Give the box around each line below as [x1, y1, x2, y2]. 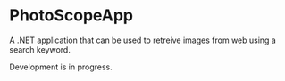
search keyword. [9, 44, 71, 54]
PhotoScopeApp [9, 5, 134, 26]
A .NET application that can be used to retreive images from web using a [9, 35, 277, 45]
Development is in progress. [9, 61, 113, 72]
